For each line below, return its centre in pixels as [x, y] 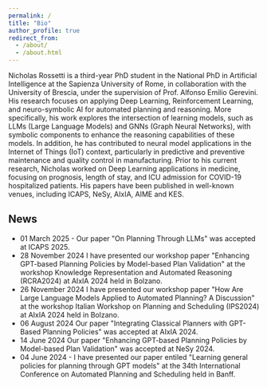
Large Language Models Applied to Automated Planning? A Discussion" [137, 298]
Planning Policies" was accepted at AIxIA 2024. [120, 331]
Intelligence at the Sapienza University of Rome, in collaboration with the [128, 84]
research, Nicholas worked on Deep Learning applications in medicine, [124, 169]
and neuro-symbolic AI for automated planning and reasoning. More [120, 109]
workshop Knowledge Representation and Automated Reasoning [126, 272]
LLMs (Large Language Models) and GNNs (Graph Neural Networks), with [130, 126]
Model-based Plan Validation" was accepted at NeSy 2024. [117, 349]
